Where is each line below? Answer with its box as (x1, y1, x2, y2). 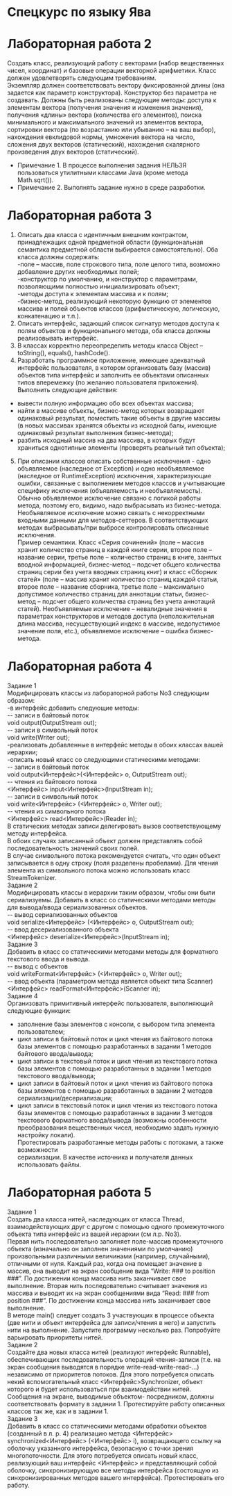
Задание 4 (7, 992, 38, 1000)
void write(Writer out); (7, 733, 71, 741)
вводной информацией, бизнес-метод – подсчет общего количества (17, 560, 221, 569)
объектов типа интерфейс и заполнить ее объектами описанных (17, 371, 209, 380)
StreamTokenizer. (7, 874, 57, 881)
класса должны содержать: (17, 253, 100, 261)
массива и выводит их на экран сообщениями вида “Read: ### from (7, 1289, 210, 1297)
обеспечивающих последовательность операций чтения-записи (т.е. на (7, 1355, 222, 1363)
